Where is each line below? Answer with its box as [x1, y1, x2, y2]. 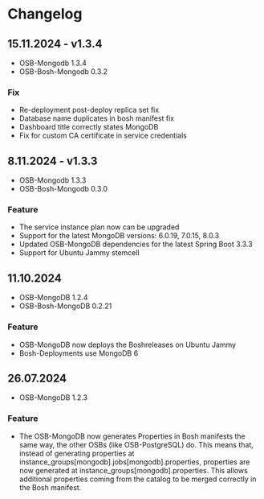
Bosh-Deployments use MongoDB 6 [18, 348, 139, 358]
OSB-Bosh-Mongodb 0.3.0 [18, 184, 108, 194]
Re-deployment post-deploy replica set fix [18, 105, 160, 115]
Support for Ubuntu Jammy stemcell [18, 248, 140, 258]
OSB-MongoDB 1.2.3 [18, 393, 88, 402]
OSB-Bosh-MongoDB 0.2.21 [18, 301, 112, 311]
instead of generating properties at [18, 448, 135, 458]
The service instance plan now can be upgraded [18, 222, 180, 232]
